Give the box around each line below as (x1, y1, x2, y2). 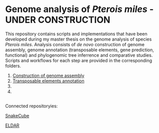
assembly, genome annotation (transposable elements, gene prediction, (5, 47, 154, 53)
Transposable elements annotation (12, 78, 85, 84)
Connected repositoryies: (5, 103, 58, 109)
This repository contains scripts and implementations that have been (5, 31, 147, 37)
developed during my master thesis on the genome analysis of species (5, 36, 152, 42)
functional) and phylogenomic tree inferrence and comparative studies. (5, 52, 153, 58)
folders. (5, 63, 21, 69)
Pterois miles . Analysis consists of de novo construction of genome (5, 41, 145, 47)
